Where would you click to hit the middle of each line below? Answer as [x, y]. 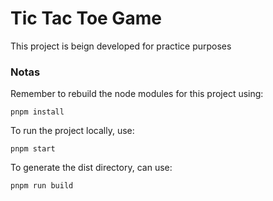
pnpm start [33, 149]
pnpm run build [42, 186]
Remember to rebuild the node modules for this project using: [137, 94]
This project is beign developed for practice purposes [121, 46]
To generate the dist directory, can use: [91, 168]
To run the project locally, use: [72, 131]
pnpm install [37, 112]
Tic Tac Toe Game [86, 18]
